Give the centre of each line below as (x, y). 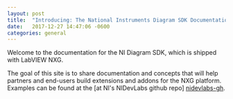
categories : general (37, 33)
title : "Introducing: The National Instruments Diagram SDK (97, 20)
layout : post (26, 13)
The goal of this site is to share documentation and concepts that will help (113, 73)
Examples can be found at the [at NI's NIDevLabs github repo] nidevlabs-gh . (116, 88)
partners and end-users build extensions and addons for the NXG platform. (114, 81)
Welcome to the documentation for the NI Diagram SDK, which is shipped (112, 53)
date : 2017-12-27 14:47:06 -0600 (59, 26)
